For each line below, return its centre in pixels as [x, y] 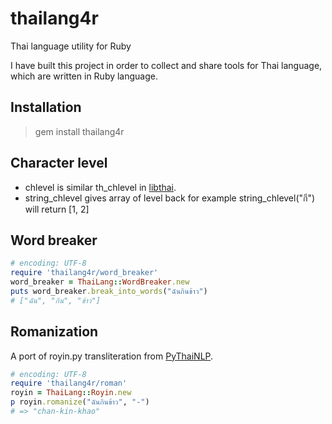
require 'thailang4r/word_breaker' [84, 273]
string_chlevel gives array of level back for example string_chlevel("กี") [170, 198]
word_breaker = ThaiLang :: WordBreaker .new [100, 282]
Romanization [54, 332]
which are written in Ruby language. [84, 76]
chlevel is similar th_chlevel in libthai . [100, 187]
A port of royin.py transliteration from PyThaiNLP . [112, 356]
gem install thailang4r [79, 131]
